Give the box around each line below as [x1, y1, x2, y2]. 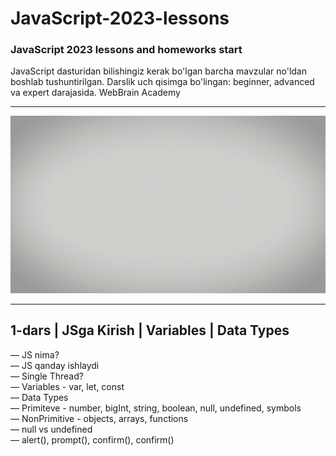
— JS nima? [10, 348, 60, 361]
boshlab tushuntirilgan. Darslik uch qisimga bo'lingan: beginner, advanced [10, 76, 315, 88]
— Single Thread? [10, 370, 84, 382]
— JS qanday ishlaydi [10, 359, 100, 371]
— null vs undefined [10, 423, 93, 435]
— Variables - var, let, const [10, 380, 125, 392]
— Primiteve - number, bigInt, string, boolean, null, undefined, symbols [10, 402, 302, 414]
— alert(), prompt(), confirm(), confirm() [10, 433, 175, 446]
